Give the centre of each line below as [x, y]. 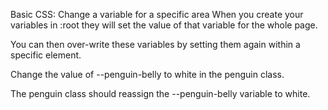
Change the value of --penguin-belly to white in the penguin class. [147, 74]
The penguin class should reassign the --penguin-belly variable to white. [160, 93]
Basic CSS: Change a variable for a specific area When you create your [157, 14]
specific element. [46, 55]
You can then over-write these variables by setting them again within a [155, 44]
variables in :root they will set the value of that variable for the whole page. [164, 25]
